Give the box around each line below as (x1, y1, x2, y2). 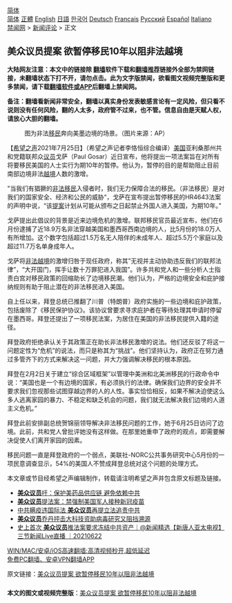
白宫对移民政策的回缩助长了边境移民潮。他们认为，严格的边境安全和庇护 (12, 274, 219, 282)
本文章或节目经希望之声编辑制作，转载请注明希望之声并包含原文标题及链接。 (7, 474, 225, 482)
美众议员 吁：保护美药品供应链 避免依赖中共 (17, 488, 140, 497)
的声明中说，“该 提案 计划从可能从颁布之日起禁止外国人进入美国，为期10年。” (7, 201, 222, 210)
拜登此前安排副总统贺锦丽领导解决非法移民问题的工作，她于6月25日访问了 (7, 419, 218, 427)
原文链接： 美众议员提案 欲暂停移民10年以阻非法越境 (7, 569, 155, 577)
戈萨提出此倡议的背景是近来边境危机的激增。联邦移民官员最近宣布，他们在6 (7, 216, 223, 224)
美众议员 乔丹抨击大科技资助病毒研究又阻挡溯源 (17, 514, 151, 522)
